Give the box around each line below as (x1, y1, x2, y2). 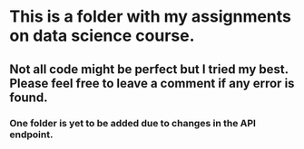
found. (9, 89, 48, 105)
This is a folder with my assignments (9, 6, 292, 27)
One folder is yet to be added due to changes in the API (9, 116, 257, 129)
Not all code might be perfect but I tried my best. (9, 61, 289, 77)
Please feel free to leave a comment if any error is (9, 75, 295, 91)
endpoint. (9, 128, 54, 141)
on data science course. (9, 25, 195, 46)
